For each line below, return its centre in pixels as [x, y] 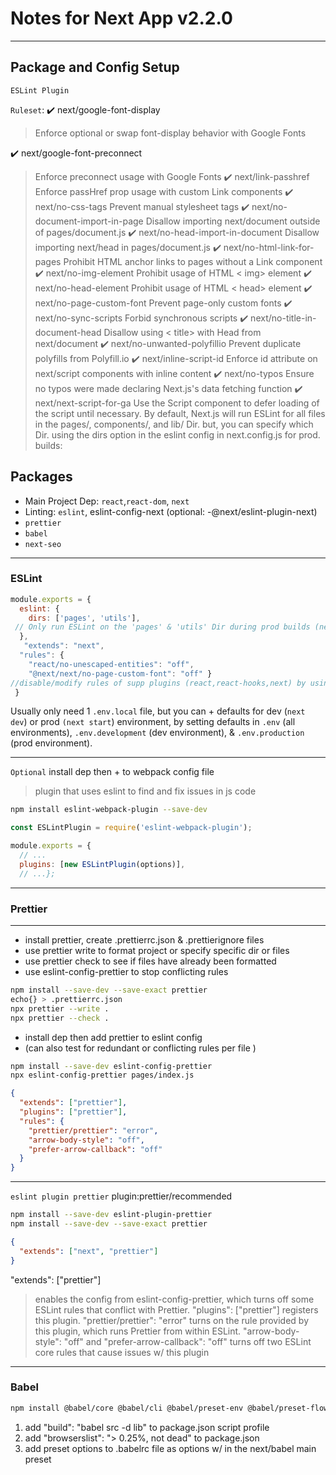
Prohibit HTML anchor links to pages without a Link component [193, 261]
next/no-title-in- [283, 318]
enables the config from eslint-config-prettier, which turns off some [174, 1299]
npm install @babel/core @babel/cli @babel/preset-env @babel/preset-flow [169, 1408]
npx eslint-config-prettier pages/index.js [102, 1075]
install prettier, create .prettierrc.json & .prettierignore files [144, 940]
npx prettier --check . [60, 1018]
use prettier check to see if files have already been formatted [150, 961]
